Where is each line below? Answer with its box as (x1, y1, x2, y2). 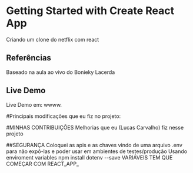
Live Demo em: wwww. (6, 101, 62, 108)
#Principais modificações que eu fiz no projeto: (6, 113, 121, 120)
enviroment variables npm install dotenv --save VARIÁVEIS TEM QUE (6, 154, 173, 161)
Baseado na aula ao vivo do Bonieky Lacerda (6, 69, 115, 76)
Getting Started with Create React (6, 4, 175, 18)
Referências (6, 53, 52, 63)
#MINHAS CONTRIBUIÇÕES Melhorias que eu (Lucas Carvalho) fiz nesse (6, 124, 184, 131)
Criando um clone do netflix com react (6, 36, 99, 43)
